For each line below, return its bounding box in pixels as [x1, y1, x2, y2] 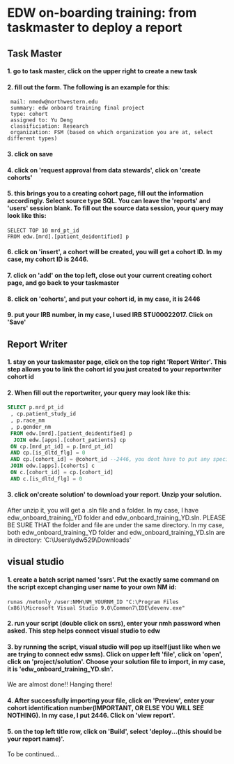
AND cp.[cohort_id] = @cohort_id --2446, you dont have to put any [10, 456, 210, 463]
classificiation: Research [10, 123, 89, 130]
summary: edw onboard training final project [10, 105, 145, 112]
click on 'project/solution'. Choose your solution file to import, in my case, [7, 657, 226, 666]
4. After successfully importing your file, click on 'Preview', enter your [7, 696, 214, 705]
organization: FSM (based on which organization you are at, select [10, 129, 214, 136]
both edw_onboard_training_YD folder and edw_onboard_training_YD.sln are [7, 529, 225, 537]
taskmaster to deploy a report [7, 20, 182, 36]
